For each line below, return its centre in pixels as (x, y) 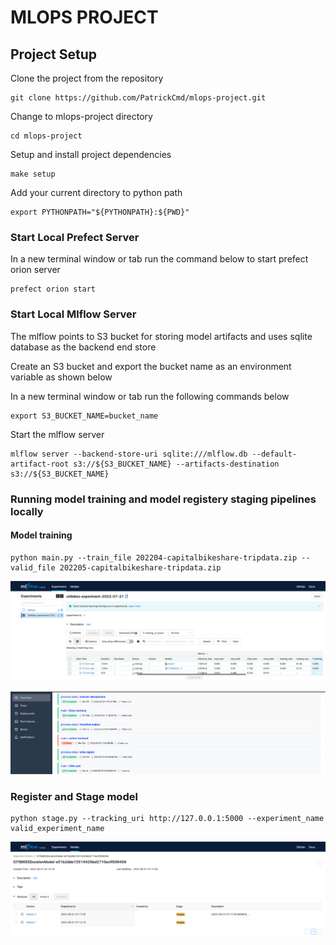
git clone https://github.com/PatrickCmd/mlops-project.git (138, 98)
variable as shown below (61, 377)
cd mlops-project (46, 136)
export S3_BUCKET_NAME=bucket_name (84, 416)
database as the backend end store (83, 347)
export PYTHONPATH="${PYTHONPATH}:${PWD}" (100, 212)
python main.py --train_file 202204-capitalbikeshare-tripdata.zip (154, 557)
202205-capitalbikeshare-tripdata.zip (140, 567)
